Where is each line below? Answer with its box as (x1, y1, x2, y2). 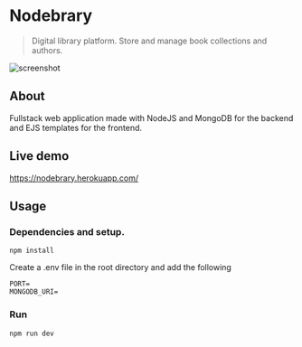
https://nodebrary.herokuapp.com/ (9, 173, 138, 183)
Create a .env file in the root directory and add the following (9, 262, 232, 273)
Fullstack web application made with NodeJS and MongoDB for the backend (9, 112, 294, 123)
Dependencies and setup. (9, 225, 125, 238)
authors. (31, 44, 63, 55)
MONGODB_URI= (9, 287, 59, 296)
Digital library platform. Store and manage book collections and (31, 35, 268, 46)
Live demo (9, 148, 70, 164)
